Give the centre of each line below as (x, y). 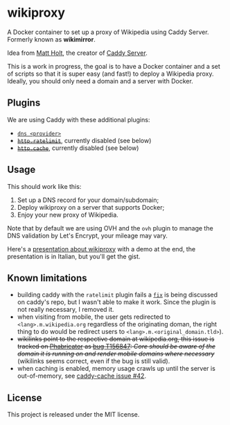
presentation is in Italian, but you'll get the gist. (74, 256)
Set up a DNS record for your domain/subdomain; (88, 200)
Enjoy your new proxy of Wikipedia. (68, 215)
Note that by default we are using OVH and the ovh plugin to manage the (110, 228)
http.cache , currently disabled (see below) (78, 148)
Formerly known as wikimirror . (51, 39)
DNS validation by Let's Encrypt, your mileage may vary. (88, 235)
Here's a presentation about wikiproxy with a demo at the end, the (101, 249)
